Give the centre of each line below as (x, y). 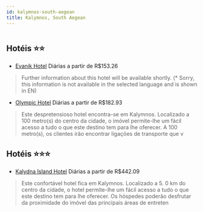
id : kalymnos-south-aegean (41, 12)
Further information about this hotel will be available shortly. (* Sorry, (108, 78)
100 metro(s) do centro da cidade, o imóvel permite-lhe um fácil (101, 121)
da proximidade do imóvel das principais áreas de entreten (95, 203)
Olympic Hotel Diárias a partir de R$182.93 (69, 103)
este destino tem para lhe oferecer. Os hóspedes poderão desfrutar (106, 196)
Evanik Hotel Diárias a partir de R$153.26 (66, 66)
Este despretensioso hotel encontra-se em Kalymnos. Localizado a (105, 115)
